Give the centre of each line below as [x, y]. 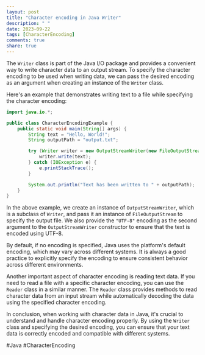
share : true [21, 46]
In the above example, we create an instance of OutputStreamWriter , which [100, 208]
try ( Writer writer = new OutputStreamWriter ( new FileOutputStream [116, 151]
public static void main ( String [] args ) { [72, 128]
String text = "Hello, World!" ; [70, 135]
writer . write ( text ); [65, 157]
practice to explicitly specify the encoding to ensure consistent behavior [97, 258]
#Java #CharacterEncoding [41, 345]
